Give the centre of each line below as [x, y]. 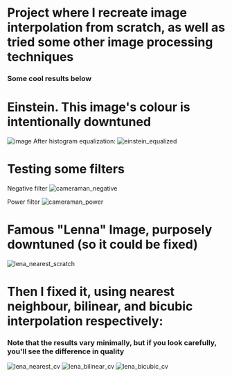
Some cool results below [50, 79]
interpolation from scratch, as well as [116, 27]
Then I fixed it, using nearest [91, 292]
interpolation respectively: [85, 321]
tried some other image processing [110, 42]
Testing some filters [66, 169]
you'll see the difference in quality [66, 351]
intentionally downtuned [79, 122]
